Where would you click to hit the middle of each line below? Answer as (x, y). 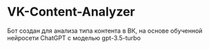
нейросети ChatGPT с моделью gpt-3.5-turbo (74, 37)
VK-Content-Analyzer (71, 12)
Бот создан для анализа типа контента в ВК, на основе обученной (105, 31)
